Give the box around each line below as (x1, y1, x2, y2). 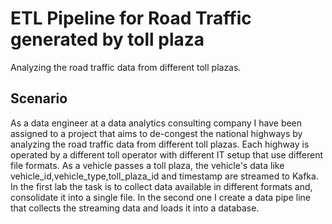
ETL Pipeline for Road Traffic (10, 7, 252, 30)
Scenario (10, 90, 68, 107)
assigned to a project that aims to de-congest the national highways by (10, 127, 303, 139)
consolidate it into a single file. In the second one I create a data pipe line (10, 191, 311, 203)
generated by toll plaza (10, 28, 205, 51)
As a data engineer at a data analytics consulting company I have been (10, 117, 303, 129)
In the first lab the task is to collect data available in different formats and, (10, 180, 313, 192)
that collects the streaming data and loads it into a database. (10, 202, 260, 214)
